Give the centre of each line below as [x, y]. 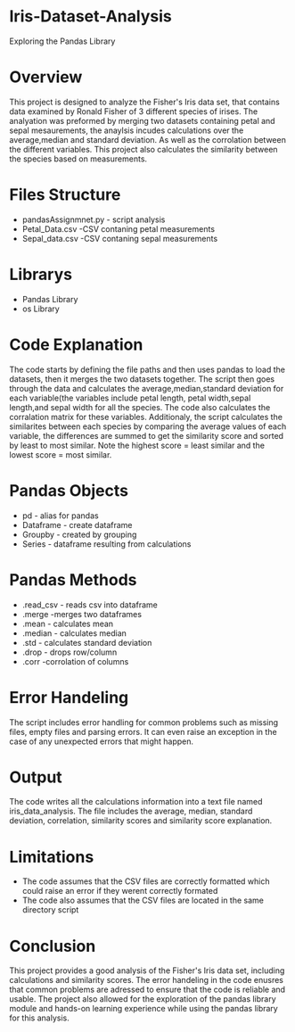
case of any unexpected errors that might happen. [102, 741]
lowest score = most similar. [61, 454]
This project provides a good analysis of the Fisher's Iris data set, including [147, 970]
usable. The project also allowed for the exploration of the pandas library [143, 999]
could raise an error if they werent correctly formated [120, 891]
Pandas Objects [69, 490]
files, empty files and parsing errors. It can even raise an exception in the [143, 731]
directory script [50, 910]
